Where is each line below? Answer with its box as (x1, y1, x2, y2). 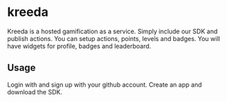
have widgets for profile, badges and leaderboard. (7, 42, 152, 50)
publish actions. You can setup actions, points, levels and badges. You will (7, 34, 221, 42)
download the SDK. (7, 87, 63, 96)
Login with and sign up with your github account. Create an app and (7, 80, 202, 89)
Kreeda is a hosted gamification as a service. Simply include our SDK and (7, 27, 218, 35)
